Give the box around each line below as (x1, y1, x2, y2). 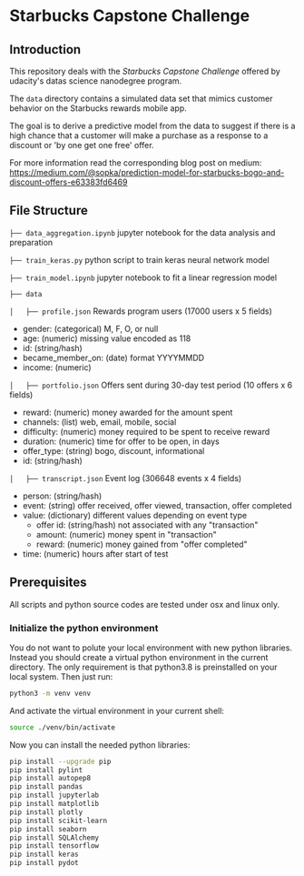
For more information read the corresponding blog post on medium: (9, 157, 262, 168)
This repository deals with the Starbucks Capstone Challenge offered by (9, 65, 281, 76)
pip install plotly (9, 807, 83, 817)
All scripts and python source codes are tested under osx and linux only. (9, 599, 279, 609)
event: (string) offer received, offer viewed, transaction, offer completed (22, 499, 292, 510)
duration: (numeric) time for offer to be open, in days (22, 436, 220, 447)
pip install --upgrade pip (9, 757, 112, 766)
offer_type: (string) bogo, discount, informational (22, 445, 205, 456)
